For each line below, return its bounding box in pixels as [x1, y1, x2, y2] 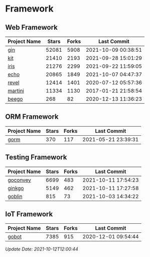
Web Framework [5, 23, 58, 32]
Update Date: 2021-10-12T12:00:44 [5, 246, 79, 252]
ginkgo [8, 185, 24, 192]
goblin [8, 193, 23, 200]
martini [8, 88, 24, 94]
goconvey [8, 177, 32, 184]
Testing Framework [5, 153, 67, 161]
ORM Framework [5, 113, 59, 121]
